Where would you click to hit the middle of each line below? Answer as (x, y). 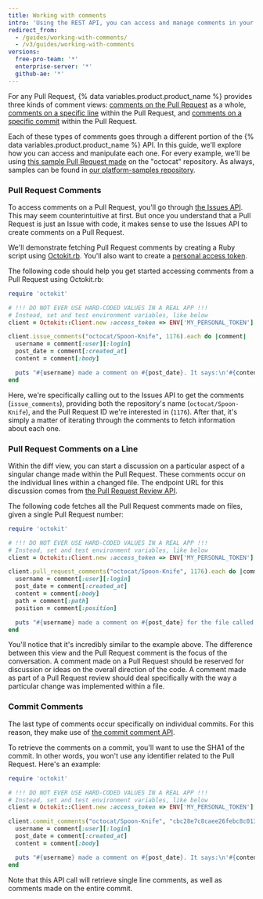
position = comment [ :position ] (66, 608)
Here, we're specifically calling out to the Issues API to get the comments (126, 395)
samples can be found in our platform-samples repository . (102, 170)
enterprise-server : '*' (54, 67)
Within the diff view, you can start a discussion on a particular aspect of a (126, 466)
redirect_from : (33, 30)
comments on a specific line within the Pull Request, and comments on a (125, 113)
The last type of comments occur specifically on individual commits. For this (131, 724)
